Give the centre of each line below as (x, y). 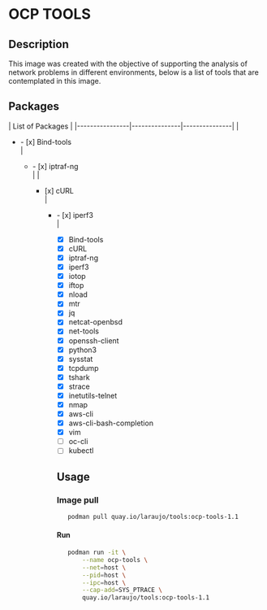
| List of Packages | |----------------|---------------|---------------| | (124, 126)
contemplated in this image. (55, 81)
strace (80, 386)
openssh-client (94, 340)
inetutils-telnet (93, 395)
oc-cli (78, 442)
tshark (80, 377)
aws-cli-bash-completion (111, 423)
